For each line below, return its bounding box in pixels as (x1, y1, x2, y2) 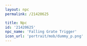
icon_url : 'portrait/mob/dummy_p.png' (5, 34, 84, 39)
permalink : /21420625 (5, 12, 49, 16)
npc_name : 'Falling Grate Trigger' (5, 30, 77, 34)
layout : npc (5, 7, 29, 12)
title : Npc (5, 20, 27, 25)
